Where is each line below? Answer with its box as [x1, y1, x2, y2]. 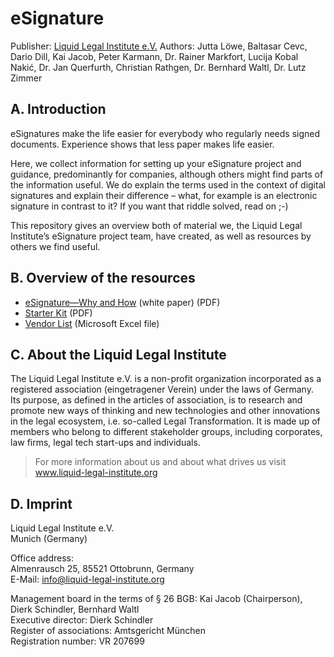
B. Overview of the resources [10, 270, 196, 287]
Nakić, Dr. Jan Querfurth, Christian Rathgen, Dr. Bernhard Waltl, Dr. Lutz [10, 61, 307, 73]
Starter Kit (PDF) [24, 307, 93, 319]
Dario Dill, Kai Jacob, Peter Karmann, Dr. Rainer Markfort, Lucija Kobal [10, 50, 299, 62]
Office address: [10, 552, 75, 564]
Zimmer [10, 72, 43, 84]
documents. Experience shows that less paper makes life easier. [10, 138, 275, 150]
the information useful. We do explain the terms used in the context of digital [10, 178, 326, 191]
